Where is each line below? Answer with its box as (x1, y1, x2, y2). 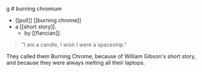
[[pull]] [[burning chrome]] (15, 17, 81, 23)
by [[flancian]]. (24, 29, 62, 37)
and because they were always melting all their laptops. (6, 59, 146, 66)
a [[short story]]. (15, 23, 56, 30)
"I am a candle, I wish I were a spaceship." (21, 41, 127, 48)
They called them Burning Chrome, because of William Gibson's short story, (6, 53, 196, 59)
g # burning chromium (6, 5, 62, 12)
